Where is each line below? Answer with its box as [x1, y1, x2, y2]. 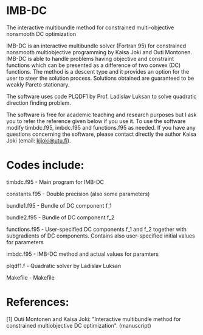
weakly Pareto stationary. [6, 80, 70, 88]
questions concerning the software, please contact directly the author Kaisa [6, 130, 196, 138]
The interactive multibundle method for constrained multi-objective [6, 24, 174, 31]
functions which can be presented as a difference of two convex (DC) [6, 62, 181, 69]
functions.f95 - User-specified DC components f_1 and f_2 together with [6, 225, 187, 233]
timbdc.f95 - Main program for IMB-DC [6, 178, 105, 186]
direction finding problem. [6, 99, 71, 107]
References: [6, 295, 69, 309]
